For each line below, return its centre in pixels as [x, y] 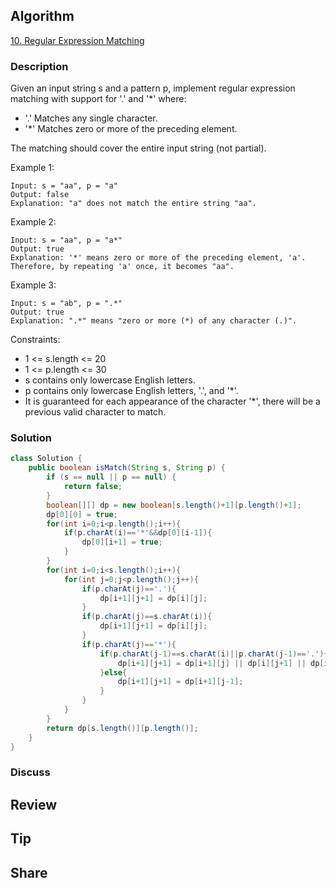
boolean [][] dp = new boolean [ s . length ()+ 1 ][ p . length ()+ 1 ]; [174, 505]
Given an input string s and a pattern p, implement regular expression [153, 88]
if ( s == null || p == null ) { [111, 477]
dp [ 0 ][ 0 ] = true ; [82, 514]
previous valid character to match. [95, 412]
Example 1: [32, 168]
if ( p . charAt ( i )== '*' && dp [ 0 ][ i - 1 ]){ [138, 533]
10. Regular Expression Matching [77, 40]
